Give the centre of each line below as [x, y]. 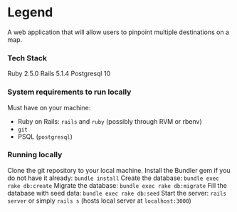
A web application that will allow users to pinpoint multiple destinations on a [118, 32]
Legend [30, 12]
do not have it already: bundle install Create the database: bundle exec [113, 178]
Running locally [35, 155]
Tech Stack [27, 58]
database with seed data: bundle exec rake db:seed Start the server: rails [117, 193]
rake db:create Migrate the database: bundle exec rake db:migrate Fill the [117, 185]
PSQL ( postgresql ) [45, 137]
